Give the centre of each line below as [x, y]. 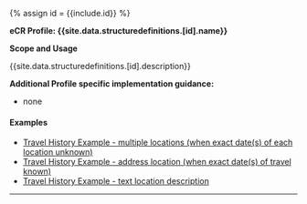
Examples [29, 122]
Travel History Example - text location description [116, 181]
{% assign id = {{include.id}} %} [70, 13]
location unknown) [58, 152]
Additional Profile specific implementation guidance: [112, 84]
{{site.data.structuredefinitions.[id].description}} [101, 66]
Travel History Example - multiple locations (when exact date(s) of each [158, 143]
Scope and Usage [43, 48]
